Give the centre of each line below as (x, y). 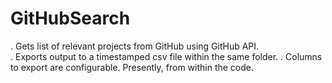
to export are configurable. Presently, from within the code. (132, 67)
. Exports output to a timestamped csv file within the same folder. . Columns (166, 56)
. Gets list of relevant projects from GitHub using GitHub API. (135, 46)
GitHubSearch (70, 18)
